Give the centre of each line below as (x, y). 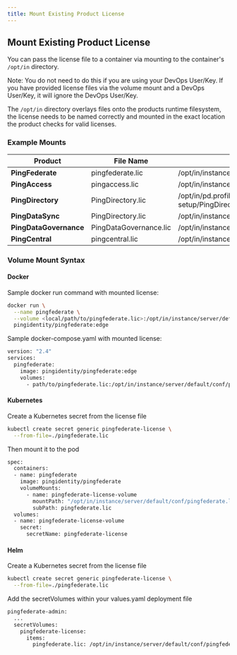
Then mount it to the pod (43, 449)
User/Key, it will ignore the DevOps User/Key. (73, 95)
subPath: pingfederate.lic (72, 508)
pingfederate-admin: (38, 612)
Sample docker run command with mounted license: (83, 292)
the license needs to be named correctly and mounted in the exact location (116, 116)
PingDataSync (35, 216)
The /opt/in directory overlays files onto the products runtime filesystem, (114, 109)
